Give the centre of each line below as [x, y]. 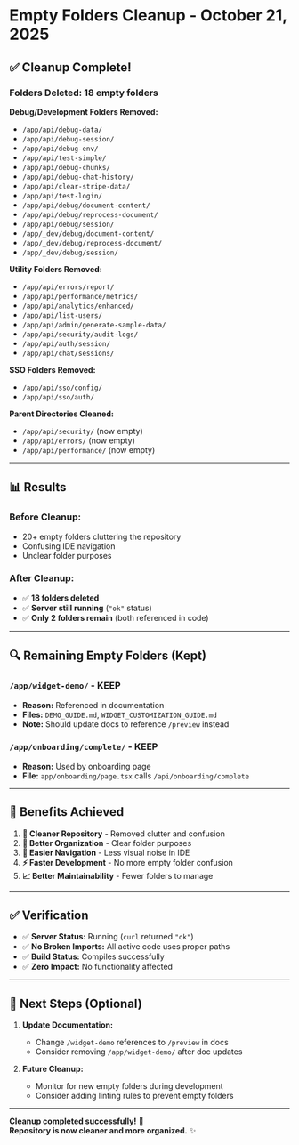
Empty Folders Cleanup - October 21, [148, 16]
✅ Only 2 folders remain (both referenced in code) [115, 617]
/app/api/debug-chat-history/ [78, 177]
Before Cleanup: [45, 517]
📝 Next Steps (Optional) [76, 1003]
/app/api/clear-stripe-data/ [76, 186]
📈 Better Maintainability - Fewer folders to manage [117, 875]
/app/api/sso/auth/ [58, 397]
